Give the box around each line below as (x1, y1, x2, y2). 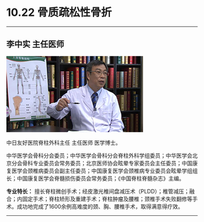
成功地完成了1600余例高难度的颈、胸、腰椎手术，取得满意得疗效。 (16, 203, 184, 210)
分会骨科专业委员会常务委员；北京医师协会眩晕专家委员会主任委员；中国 (11, 159, 192, 167)
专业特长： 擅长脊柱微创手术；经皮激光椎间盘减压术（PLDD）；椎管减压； (6, 187, 190, 195)
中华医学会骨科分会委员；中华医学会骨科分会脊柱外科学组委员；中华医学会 (6, 151, 192, 159)
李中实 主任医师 (6, 39, 64, 49)
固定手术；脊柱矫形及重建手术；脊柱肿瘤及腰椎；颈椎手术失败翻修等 (22, 195, 192, 203)
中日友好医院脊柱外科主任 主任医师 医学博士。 (6, 139, 121, 146)
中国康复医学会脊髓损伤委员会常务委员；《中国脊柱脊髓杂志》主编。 (16, 175, 185, 182)
